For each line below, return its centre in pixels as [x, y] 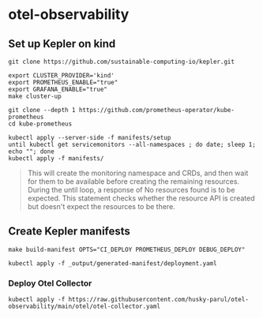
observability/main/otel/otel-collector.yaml [84, 307]
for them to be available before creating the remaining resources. [133, 181]
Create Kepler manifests [69, 232]
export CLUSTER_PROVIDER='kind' [61, 76]
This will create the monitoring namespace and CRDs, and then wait [138, 173]
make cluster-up [35, 96]
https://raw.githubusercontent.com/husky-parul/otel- [158, 300]
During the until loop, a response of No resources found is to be [131, 190]
